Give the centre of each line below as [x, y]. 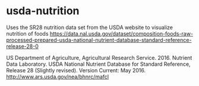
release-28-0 [22, 46]
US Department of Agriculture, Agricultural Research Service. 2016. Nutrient [99, 58]
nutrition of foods [27, 33]
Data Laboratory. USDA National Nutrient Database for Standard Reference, [99, 64]
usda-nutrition [43, 11]
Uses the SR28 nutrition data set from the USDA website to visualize [90, 27]
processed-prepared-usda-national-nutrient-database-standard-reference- [99, 40]
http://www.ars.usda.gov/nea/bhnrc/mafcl [57, 77]
